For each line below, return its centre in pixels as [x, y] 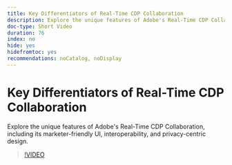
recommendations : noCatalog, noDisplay [65, 59]
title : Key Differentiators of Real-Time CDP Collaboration [96, 13]
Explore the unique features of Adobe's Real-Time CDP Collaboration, [106, 126]
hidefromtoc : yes [32, 52]
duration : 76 [26, 33]
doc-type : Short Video [40, 26]
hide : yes [21, 46]
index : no [21, 39]
